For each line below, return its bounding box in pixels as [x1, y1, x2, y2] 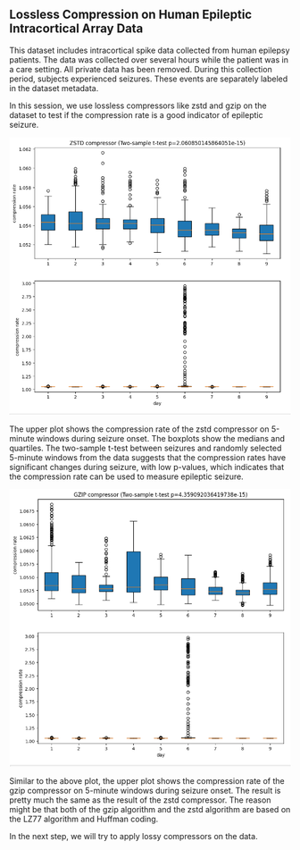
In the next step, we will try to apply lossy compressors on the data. [9, 831, 258, 842]
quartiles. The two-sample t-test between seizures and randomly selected [9, 442, 282, 453]
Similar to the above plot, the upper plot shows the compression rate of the [9, 776, 285, 787]
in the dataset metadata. [9, 82, 99, 93]
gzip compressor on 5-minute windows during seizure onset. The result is [9, 786, 281, 796]
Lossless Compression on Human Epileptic [9, 7, 253, 22]
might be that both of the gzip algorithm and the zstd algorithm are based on [9, 804, 291, 815]
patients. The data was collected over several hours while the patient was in [9, 54, 288, 65]
